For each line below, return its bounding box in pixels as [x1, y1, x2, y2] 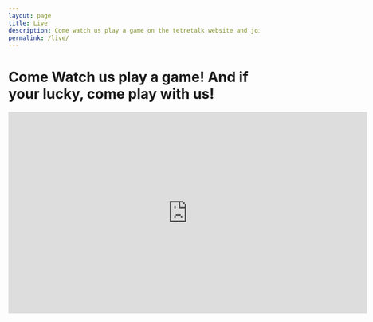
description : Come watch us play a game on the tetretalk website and [8, 26, 248, 34]
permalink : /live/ [8, 33, 69, 42]
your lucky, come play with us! [8, 85, 215, 104]
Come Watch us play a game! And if [8, 69, 249, 86]
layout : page [8, 11, 52, 20]
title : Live [8, 19, 48, 27]
